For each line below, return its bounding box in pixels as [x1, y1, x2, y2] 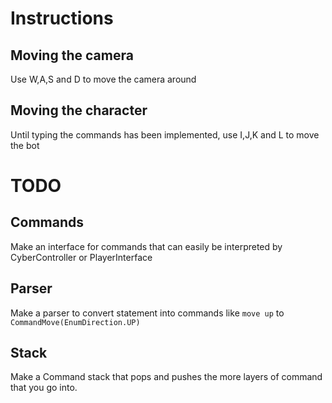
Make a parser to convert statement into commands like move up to [10, 307, 285, 319]
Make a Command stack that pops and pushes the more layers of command [10, 371, 323, 383]
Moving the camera [10, 47, 134, 64]
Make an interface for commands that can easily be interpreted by [10, 240, 283, 252]
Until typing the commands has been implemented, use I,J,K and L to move [10, 128, 320, 141]
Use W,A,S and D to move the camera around [10, 73, 197, 85]
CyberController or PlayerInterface [10, 251, 153, 263]
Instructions [10, 7, 114, 30]
